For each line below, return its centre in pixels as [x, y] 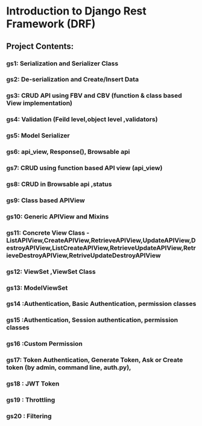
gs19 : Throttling [31, 400]
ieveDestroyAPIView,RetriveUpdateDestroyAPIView [84, 255]
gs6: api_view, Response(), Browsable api [68, 152]
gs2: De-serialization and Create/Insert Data [73, 80]
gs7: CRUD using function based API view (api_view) [84, 168]
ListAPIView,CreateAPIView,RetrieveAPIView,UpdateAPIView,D [101, 240]
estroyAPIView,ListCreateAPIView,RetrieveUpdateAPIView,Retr [101, 247]
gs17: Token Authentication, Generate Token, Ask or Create [95, 360]
